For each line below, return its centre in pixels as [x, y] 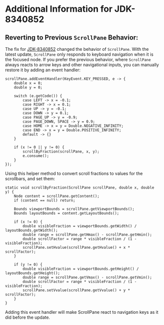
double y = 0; [28, 87]
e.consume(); [36, 156]
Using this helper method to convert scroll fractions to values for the [74, 173]
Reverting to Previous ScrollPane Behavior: [72, 37]
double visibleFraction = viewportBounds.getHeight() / [81, 269]
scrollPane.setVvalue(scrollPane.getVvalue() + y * [77, 290]
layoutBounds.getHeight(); [33, 273]
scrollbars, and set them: [30, 179]
